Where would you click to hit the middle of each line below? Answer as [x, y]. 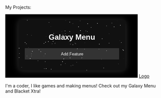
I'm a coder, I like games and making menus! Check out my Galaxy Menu [80, 86]
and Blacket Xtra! [23, 91]
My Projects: [18, 7]
